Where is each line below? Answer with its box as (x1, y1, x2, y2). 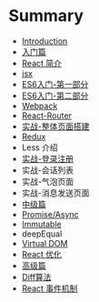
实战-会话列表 (21, 165, 74, 176)
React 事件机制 (21, 283, 78, 294)
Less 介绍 (21, 142, 58, 153)
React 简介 (21, 57, 63, 68)
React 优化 (21, 248, 63, 259)
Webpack (21, 100, 58, 111)
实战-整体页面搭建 (21, 120, 90, 132)
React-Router (21, 110, 72, 121)
